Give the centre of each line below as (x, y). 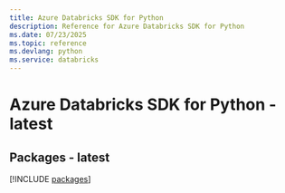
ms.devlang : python (46, 52)
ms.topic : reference (48, 43)
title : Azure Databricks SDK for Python (87, 18)
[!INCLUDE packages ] (50, 179)
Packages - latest (60, 157)
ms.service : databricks (54, 60)
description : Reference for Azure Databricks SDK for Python (127, 26)
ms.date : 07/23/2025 (48, 34)
